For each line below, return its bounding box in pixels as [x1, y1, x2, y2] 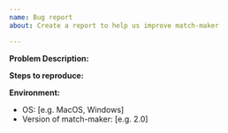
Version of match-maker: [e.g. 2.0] [21, 114, 148, 124]
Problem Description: [9, 53, 89, 63]
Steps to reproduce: [9, 70, 84, 80]
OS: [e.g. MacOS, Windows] [21, 104, 125, 115]
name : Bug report [9, 12, 73, 22]
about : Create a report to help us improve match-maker [9, 21, 219, 30]
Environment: [9, 87, 60, 98]
